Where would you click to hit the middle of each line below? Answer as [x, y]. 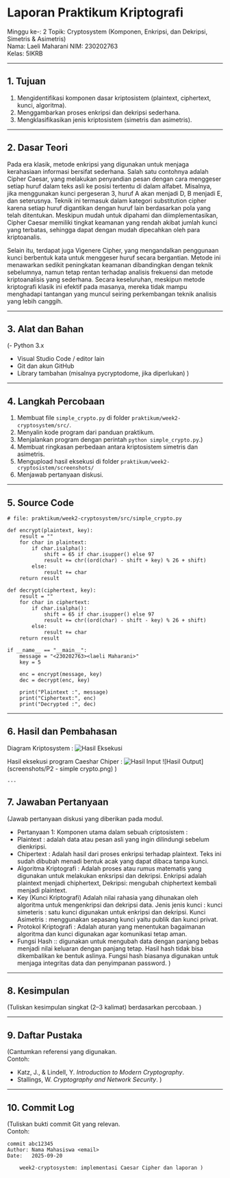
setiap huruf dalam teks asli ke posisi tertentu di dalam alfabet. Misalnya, [110, 186]
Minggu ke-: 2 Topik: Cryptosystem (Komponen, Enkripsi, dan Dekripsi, [107, 32]
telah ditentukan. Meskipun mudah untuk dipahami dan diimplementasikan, [113, 215]
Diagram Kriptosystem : [40, 748]
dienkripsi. [32, 847]
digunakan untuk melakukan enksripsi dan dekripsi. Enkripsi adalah [112, 875]
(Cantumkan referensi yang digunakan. [62, 1052]
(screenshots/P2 [30, 768]
